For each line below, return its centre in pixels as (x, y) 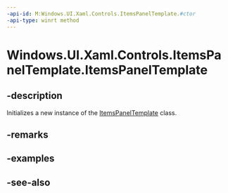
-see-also (28, 182)
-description (34, 96)
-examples (31, 159)
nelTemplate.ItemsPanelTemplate (107, 70)
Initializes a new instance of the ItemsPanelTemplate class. (92, 112)
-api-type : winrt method (43, 20)
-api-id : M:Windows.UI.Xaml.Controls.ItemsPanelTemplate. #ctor (101, 14)
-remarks (27, 134)
